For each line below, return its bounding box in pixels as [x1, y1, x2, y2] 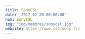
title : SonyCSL [5, 7, 37, 13]
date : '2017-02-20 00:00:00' [5, 12, 67, 17]
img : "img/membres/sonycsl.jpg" [5, 21, 73, 27]
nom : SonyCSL [5, 17, 33, 22]
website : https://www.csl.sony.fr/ [5, 26, 80, 31]
